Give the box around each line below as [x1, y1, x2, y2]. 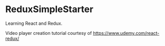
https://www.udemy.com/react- [93, 30, 160, 36]
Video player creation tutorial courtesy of [5, 30, 92, 36]
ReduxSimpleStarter [5, 4, 94, 15]
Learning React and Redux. [5, 20, 63, 26]
